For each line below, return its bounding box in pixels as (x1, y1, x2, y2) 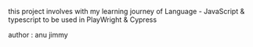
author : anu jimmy (8, 31, 68, 39)
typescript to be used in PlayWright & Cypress (8, 15, 157, 24)
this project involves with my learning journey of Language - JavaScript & (8, 7, 245, 16)
